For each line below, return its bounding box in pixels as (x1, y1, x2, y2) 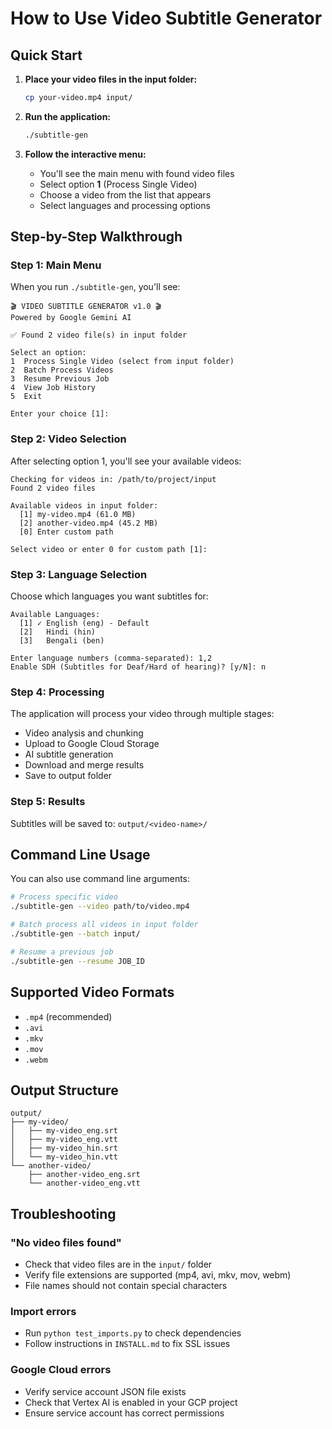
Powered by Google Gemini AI (10, 313, 132, 323)
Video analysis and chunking (24, 727, 144, 739)
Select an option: (10, 348, 87, 358)
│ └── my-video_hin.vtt (10, 1152, 118, 1162)
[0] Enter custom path (19, 527, 114, 537)
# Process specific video (10, 892, 118, 902)
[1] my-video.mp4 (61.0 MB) (19, 509, 137, 519)
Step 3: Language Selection (10, 567, 148, 581)
